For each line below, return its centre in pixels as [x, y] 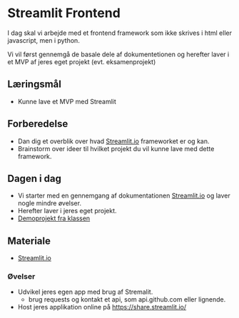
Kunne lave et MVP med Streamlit [67, 101]
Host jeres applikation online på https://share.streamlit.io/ [102, 307]
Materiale [29, 241]
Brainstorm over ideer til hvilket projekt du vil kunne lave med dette [116, 148]
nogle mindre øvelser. [50, 203]
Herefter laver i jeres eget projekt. [67, 211]
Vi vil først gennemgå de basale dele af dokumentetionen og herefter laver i [118, 54]
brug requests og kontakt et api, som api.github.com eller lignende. [127, 299]
